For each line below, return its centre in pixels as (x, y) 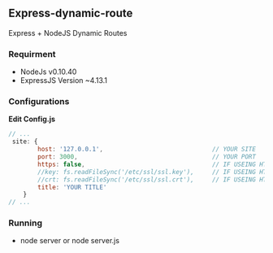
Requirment (32, 54)
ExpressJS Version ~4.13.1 (64, 81)
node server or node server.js (70, 241)
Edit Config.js (32, 119)
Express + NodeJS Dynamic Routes (68, 33)
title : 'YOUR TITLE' (72, 187)
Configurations (39, 102)
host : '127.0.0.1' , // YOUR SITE (147, 150)
